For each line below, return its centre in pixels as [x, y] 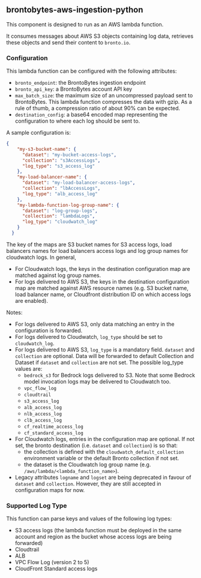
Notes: [14, 312]
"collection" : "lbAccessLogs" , [61, 189]
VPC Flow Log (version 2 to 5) [52, 562]
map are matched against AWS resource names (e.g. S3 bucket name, [102, 288]
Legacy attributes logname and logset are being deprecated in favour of [103, 477]
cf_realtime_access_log [54, 427]
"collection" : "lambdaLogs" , [58, 216]
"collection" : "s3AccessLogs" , [61, 160]
